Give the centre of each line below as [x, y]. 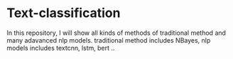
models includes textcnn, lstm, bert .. [61, 48]
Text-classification [64, 13]
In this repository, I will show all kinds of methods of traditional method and [116, 33]
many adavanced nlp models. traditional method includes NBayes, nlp [109, 40]
